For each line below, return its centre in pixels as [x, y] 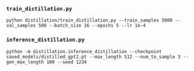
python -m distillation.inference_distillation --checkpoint [84, 51]
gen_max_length [25, 62]
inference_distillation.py [46, 40]
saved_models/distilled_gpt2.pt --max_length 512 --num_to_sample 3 [93, 57]
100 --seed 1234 [66, 62]
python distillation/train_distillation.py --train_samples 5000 [89, 20]
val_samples [21, 26]
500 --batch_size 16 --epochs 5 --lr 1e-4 [92, 26]
